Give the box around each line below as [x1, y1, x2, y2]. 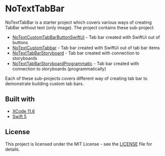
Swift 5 [12, 113, 27, 119]
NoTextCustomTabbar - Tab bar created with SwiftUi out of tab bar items [12, 45, 160, 51]
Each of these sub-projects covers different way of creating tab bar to [5, 75, 148, 81]
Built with [5, 95, 35, 104]
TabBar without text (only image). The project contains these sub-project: [5, 24, 155, 30]
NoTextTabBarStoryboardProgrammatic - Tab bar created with [12, 60, 139, 66]
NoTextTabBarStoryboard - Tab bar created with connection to [12, 50, 140, 56]
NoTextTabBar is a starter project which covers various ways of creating [5, 19, 152, 25]
